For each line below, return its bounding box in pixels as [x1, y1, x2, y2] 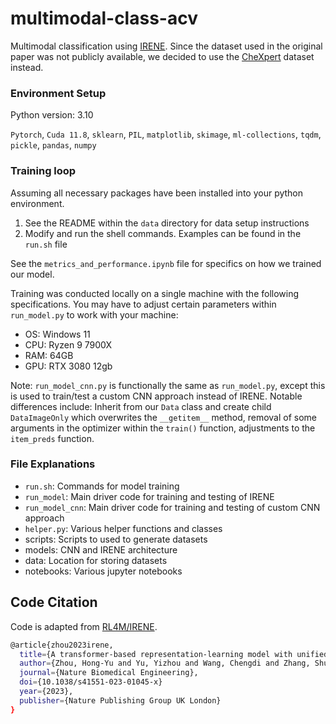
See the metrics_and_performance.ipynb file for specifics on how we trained [10, 257, 322, 269]
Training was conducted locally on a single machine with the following [10, 287, 300, 299]
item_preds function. [10, 432, 95, 444]
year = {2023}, [19, 687, 74, 697]
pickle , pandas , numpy [10, 139, 97, 151]
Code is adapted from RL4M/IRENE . [10, 620, 158, 632]
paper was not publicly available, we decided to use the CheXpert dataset [10, 50, 315, 62]
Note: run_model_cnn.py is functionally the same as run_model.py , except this [10, 379, 326, 391]
